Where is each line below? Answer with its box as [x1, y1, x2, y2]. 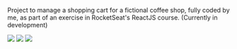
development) [7, 21, 48, 29]
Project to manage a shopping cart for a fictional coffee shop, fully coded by [7, 6, 230, 14]
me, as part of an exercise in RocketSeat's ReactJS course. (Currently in [7, 13, 218, 22]
